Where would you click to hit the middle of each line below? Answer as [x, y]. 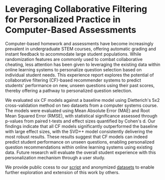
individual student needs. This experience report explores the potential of [80, 75]
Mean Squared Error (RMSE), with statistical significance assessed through [81, 116]
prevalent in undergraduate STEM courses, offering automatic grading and [81, 49]
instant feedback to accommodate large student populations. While [73, 54]
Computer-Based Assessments [71, 30]
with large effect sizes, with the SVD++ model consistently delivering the [79, 131]
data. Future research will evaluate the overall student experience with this [81, 152]
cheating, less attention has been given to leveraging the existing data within [83, 64]
